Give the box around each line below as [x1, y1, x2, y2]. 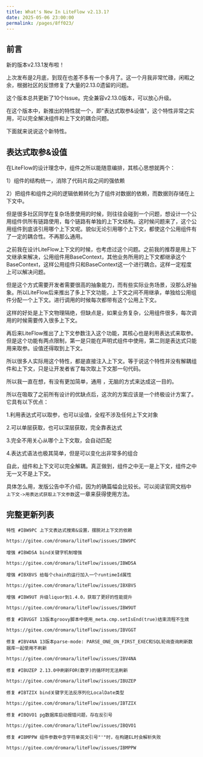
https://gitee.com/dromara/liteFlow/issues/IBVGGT [6, 627, 137, 633]
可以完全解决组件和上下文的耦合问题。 [16, 115, 112, 122]
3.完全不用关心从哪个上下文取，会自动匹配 [6, 437, 112, 444]
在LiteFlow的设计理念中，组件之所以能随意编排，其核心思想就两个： [6, 164, 176, 171]
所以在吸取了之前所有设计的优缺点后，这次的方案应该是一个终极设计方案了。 [6, 391, 197, 398]
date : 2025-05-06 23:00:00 [6, 14, 74, 21]
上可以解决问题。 [6, 268, 49, 275]
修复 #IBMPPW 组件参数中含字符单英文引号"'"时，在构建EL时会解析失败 [6, 734, 161, 740]
